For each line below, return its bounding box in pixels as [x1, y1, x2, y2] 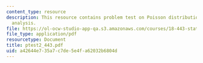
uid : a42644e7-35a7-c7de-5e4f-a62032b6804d [6, 48, 118, 54]
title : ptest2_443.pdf [6, 43, 63, 49]
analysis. [11, 20, 36, 26]
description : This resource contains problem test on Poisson [6, 14, 166, 20]
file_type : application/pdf [6, 31, 77, 37]
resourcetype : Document [6, 37, 66, 43]
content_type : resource [6, 8, 66, 15]
